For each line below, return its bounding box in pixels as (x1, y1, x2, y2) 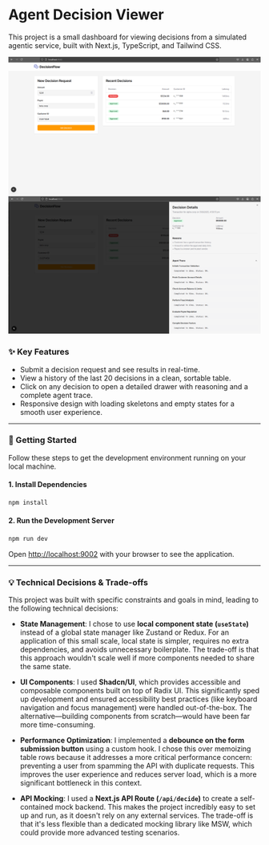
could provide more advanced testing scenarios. (19, 828, 180, 838)
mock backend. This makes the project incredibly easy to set (54, 802, 256, 812)
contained (19, 802, 54, 812)
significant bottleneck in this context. (19, 778, 143, 788)
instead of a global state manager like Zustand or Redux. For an (19, 628, 230, 637)
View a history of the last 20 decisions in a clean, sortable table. (19, 373, 231, 383)
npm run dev (8, 535, 48, 543)
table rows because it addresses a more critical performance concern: (19, 753, 252, 762)
